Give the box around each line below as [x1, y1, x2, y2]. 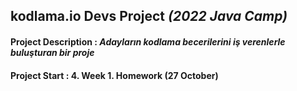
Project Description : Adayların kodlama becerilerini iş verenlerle [10, 35, 286, 48]
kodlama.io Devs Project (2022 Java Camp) [10, 8, 288, 25]
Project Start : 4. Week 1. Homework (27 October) [10, 69, 219, 81]
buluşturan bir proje [10, 46, 95, 58]
